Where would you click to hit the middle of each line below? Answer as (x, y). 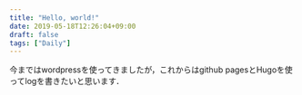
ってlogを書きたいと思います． (67, 81)
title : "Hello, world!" (55, 18)
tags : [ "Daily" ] (40, 43)
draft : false (34, 34)
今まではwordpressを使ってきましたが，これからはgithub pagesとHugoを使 (151, 70)
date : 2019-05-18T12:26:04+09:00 (73, 26)
